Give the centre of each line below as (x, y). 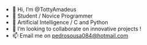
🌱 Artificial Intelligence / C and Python (60, 22)
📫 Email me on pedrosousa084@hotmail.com (70, 36)
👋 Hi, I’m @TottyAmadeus (44, 9)
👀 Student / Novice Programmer (52, 16)
